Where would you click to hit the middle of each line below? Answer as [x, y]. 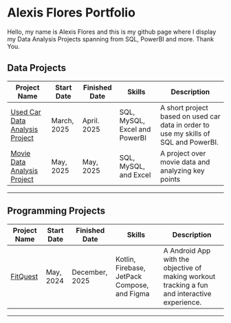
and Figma [133, 293]
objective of [183, 268]
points [170, 179]
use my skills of [185, 134]
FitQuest [24, 276]
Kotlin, [126, 259]
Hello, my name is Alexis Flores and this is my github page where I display [112, 32]
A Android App [187, 251]
